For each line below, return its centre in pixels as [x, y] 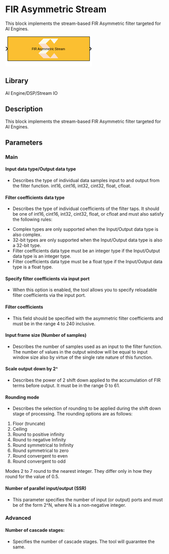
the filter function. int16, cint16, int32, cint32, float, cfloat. [72, 186]
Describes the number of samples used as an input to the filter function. [87, 347]
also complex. [27, 235]
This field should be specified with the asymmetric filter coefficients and [88, 318]
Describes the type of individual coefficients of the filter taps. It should [86, 209]
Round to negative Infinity [39, 440]
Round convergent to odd [39, 461]
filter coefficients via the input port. [49, 295]
